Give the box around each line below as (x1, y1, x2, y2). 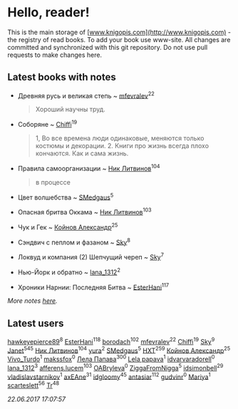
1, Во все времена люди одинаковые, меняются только (35, 134, 205, 143)
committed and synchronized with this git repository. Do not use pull (7, 43, 208, 51)
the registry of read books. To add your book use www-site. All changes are (7, 35, 231, 43)
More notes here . (7, 296, 58, 305)
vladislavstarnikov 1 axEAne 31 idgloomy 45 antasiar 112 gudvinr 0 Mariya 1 (7, 371, 211, 381)
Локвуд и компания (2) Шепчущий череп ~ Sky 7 (17, 252, 164, 261)
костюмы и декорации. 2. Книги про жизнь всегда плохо (35, 142, 209, 150)
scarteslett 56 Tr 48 (7, 380, 59, 390)
